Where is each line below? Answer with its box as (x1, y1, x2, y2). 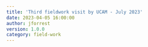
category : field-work (6, 32, 62, 38)
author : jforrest (6, 20, 51, 26)
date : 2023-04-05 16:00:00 (6, 15, 75, 21)
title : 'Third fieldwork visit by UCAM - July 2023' (6, 9, 143, 15)
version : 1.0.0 (6, 26, 45, 32)
